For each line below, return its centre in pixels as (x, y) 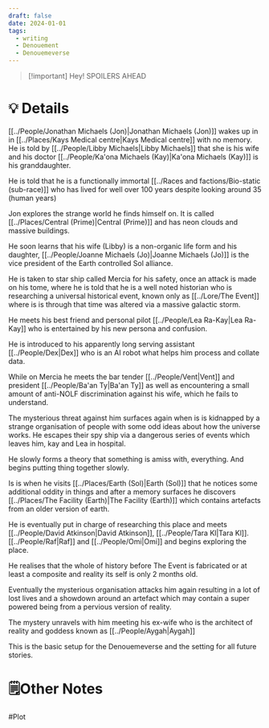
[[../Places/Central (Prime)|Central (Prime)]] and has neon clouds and (123, 222)
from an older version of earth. (59, 509)
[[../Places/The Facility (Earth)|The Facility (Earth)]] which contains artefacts (134, 500)
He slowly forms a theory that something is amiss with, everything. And (126, 459)
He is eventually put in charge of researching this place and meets (118, 524)
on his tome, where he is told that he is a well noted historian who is (120, 287)
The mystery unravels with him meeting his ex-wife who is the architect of (130, 622)
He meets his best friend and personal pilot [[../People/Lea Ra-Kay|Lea (126, 320)
